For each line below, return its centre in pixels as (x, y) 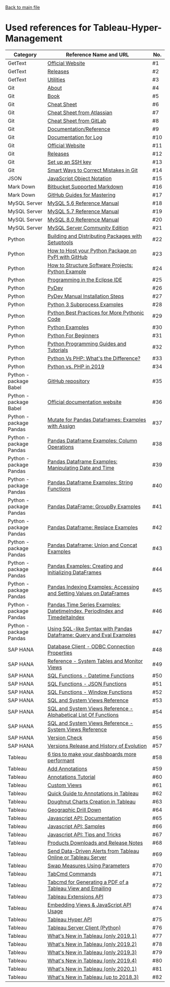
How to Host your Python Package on (92, 250)
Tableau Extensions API (75, 896)
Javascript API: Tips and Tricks (84, 834)
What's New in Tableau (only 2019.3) (92, 952)
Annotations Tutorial (71, 777)
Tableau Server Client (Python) (84, 928)
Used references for (48, 28)
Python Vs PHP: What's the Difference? (94, 358)
